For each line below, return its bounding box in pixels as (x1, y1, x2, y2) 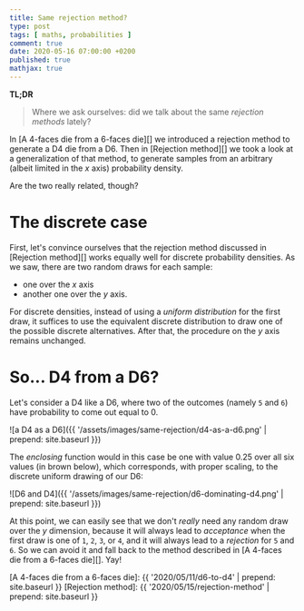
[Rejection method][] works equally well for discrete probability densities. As (9, 251, 296, 262)
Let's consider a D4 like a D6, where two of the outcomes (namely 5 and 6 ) (9, 397, 289, 408)
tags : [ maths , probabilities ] (9, 30, 132, 39)
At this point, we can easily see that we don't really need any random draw (9, 515, 289, 527)
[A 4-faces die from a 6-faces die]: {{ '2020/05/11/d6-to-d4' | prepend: (9, 571, 276, 582)
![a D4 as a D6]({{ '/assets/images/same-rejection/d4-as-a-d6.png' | (9, 424, 268, 435)
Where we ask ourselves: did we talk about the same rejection (31, 106, 265, 117)
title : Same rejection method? (9, 13, 128, 23)
